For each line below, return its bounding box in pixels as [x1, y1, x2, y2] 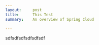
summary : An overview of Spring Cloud [5, 17, 94, 22]
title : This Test [5, 12, 53, 17]
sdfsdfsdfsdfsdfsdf [5, 35, 46, 41]
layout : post [5, 7, 42, 13]
